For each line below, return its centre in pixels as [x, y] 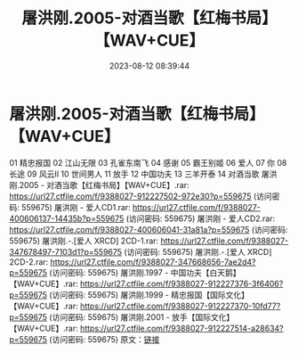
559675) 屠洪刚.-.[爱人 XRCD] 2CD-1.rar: [84, 241]
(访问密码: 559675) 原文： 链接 [104, 339]
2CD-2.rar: [29, 262]
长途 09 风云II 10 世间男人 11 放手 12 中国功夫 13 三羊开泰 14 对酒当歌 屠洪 [143, 174]
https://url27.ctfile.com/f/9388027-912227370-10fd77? [180, 306]
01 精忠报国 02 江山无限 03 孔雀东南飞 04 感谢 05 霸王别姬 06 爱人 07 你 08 [148, 162]
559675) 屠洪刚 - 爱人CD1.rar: [76, 207]
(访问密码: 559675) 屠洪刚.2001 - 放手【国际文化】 [141, 316]
